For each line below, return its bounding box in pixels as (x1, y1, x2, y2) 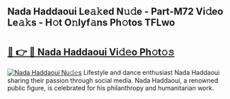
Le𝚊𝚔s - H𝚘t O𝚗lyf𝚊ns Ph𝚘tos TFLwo (7, 17, 176, 29)
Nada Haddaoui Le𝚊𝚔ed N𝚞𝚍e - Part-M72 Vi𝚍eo (7, 6, 224, 18)
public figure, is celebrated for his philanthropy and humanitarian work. (7, 84, 214, 92)
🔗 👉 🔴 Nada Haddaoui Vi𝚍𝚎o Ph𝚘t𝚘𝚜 (7, 46, 175, 58)
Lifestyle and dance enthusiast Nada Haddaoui (83, 69, 220, 76)
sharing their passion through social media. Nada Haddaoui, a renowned (7, 76, 218, 84)
